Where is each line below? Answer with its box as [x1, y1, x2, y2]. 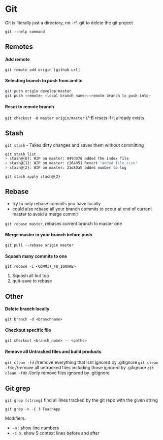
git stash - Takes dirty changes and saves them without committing [5, 142, 144, 148]
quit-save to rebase [12, 278, 52, 284]
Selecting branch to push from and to [5, 78, 83, 84]
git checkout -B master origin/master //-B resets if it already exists [5, 115, 144, 121]
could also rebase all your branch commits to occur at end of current [12, 206, 152, 212]
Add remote [5, 56, 30, 62]
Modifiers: [5, 415, 26, 421]
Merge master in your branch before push [5, 232, 93, 238]
